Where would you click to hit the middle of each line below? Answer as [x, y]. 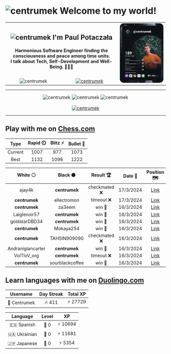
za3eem [67, 207]
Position [155, 172]
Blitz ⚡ [57, 143]
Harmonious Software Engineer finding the [62, 50]
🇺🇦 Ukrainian [22, 334]
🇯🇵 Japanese [22, 343]
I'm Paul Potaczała [83, 37]
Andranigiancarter [26, 248]
